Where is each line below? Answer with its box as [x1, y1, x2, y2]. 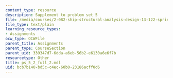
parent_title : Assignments [5, 41, 63, 46]
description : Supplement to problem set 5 [5, 12, 98, 17]
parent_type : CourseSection [5, 46, 66, 51]
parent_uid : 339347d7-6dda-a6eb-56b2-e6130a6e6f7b [5, 50, 116, 55]
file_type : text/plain [5, 22, 54, 27]
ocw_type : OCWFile [5, 36, 45, 42]
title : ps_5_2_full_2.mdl [5, 60, 61, 65]
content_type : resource [5, 7, 57, 13]
